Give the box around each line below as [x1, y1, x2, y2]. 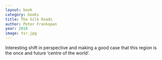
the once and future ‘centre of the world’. [5, 50, 90, 56]
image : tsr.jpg [5, 31, 37, 36]
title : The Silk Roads [5, 17, 53, 22]
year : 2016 [5, 26, 28, 31]
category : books [5, 12, 39, 17]
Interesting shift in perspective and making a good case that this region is [5, 45, 157, 50]
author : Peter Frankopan [5, 21, 57, 27]
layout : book [5, 7, 33, 13]
